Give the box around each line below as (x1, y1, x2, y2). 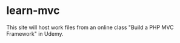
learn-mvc (6, 4, 60, 18)
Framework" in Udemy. (6, 30, 64, 37)
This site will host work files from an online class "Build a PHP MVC (6, 24, 174, 31)
